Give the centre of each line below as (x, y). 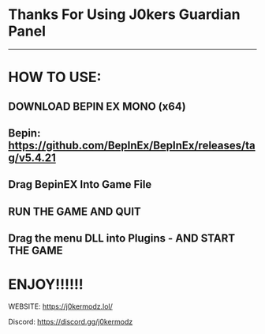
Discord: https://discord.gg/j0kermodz (71, 322)
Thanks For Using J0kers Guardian (124, 15)
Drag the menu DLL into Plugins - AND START (121, 238)
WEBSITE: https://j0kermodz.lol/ (60, 306)
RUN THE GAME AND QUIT (75, 211)
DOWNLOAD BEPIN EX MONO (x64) (97, 106)
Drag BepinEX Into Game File (80, 184)
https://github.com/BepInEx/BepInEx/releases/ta (132, 145)
